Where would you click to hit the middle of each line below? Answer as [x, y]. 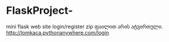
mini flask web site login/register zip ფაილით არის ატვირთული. [84, 26]
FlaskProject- [40, 11]
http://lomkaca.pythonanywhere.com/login [58, 32]
